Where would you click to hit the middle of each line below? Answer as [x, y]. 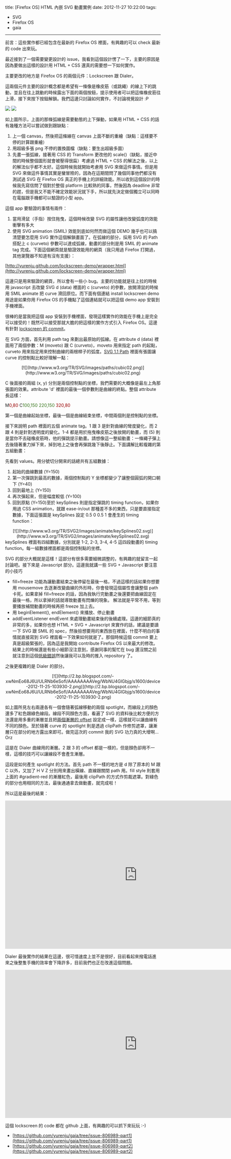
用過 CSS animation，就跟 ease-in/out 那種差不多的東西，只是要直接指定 [86, 509]
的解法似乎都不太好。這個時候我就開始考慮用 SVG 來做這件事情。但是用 [85, 167]
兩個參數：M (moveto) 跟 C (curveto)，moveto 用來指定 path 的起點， [89, 345]
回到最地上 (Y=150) [32, 490]
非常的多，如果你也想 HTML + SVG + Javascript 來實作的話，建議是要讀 [85, 625]
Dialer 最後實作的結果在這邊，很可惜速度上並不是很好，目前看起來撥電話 [79, 956]
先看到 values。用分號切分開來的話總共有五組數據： [58, 461]
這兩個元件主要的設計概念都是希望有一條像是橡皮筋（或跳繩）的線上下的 [78, 86]
